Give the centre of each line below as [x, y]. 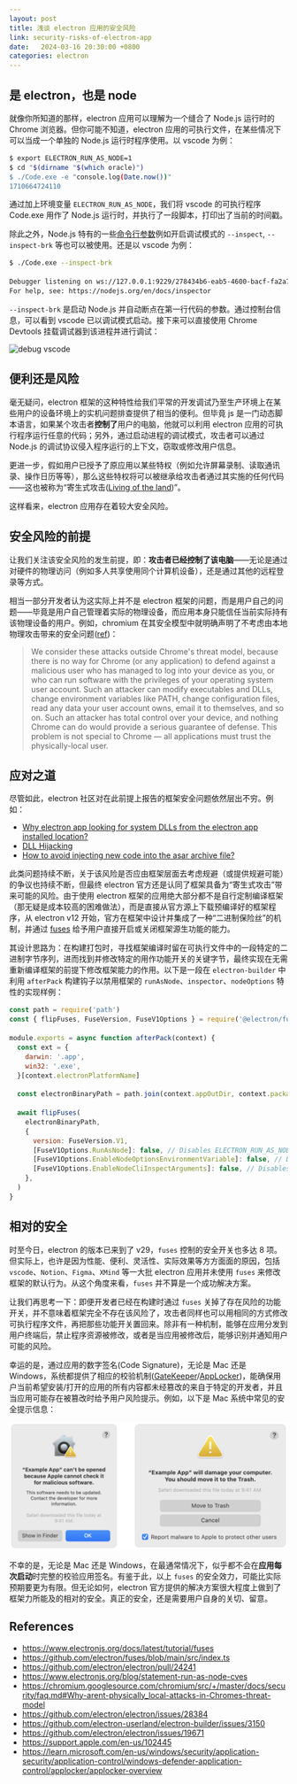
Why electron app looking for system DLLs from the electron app [140, 827]
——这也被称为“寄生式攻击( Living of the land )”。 [97, 487]
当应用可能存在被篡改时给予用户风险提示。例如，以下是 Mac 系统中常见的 [143, 1398]
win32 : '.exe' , [53, 1066]
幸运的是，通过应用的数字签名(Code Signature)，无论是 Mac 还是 [128, 1364]
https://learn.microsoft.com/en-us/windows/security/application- [141, 1751]
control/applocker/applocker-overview [92, 1770]
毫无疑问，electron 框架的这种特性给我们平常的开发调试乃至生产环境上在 [141, 402]
